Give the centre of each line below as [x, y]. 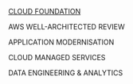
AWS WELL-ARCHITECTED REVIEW [66, 27]
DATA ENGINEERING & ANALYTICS [66, 73]
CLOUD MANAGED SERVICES [57, 57]
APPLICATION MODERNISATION [61, 42]
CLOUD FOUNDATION [45, 11]
